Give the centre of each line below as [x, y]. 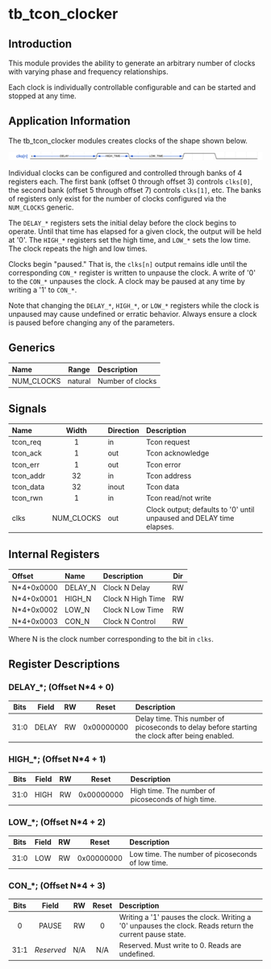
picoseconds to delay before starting [196, 727]
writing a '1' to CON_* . [43, 289]
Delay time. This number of [180, 719]
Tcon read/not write [179, 498]
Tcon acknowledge [178, 453]
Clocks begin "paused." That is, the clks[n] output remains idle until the [128, 264]
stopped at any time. [42, 96]
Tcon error [164, 464]
